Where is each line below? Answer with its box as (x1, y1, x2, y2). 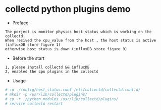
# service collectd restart (5, 101, 63, 106)
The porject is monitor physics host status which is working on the (5, 29, 152, 34)
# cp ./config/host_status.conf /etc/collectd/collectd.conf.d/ (5, 87, 141, 92)
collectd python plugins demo (5, 3, 131, 15)
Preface (12, 20, 29, 26)
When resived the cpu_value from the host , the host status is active (5, 38, 156, 43)
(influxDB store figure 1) (5, 42, 61, 47)
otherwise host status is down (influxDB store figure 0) (5, 46, 127, 51)
